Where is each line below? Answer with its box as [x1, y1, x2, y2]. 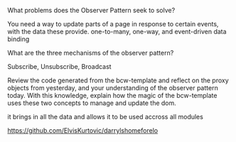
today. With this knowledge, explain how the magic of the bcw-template [7, 92, 218, 99]
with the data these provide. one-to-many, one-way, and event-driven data [7, 28, 227, 35]
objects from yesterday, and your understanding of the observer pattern [7, 84, 218, 92]
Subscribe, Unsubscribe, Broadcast [7, 62, 112, 70]
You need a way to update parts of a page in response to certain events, [7, 20, 219, 28]
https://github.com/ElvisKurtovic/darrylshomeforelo [7, 126, 159, 134]
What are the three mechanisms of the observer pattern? [7, 49, 174, 57]
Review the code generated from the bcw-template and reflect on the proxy [7, 76, 229, 84]
